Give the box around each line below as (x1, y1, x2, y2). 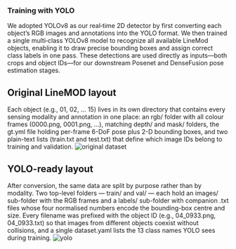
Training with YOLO (7, 6, 75, 15)
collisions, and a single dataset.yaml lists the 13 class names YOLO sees (7, 226, 216, 234)
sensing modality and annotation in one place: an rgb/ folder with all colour (7, 113, 224, 121)
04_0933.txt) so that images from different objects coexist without (7, 218, 199, 227)
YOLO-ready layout (7, 163, 93, 175)
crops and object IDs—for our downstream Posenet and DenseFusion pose (7, 59, 224, 67)
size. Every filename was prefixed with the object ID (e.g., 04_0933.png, (7, 211, 216, 220)
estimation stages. (7, 66, 61, 75)
